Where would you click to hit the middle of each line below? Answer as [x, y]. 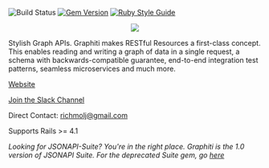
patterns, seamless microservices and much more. [92, 69]
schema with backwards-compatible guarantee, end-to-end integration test [133, 60]
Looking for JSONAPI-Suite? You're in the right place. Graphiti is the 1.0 [126, 146]
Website [22, 84]
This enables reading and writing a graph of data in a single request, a [124, 51]
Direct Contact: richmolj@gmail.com [68, 115]
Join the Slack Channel [47, 100]
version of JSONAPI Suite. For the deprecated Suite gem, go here [116, 155]
